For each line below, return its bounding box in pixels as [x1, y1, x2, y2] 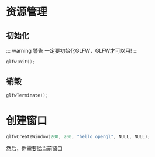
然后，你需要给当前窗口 [6, 145, 63, 152]
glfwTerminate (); [6, 92, 49, 98]
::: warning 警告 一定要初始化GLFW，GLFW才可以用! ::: [6, 47, 139, 54]
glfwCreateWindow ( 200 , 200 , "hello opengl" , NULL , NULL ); [6, 134, 150, 139]
